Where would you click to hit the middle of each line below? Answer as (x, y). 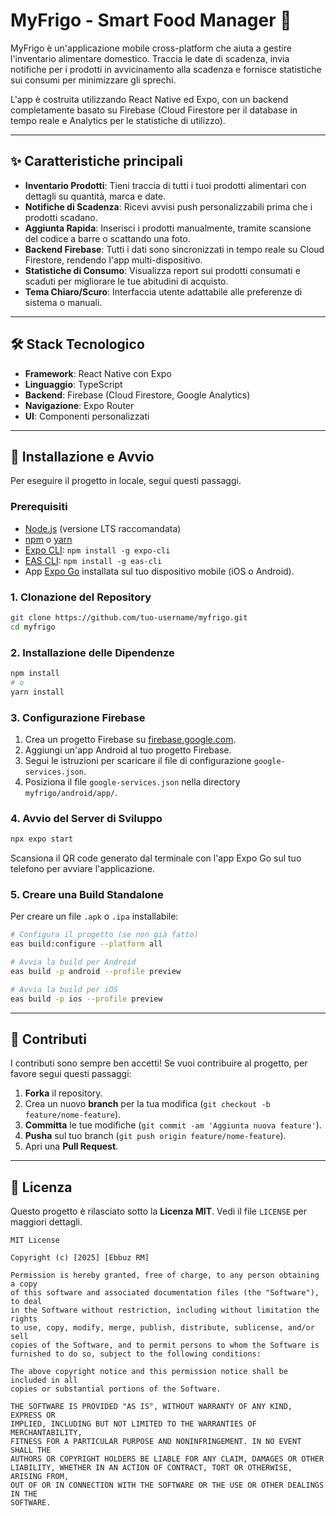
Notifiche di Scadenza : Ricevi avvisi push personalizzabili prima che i (168, 206)
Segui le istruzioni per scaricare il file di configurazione (138, 760)
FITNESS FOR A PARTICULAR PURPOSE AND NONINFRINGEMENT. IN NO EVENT (156, 1442)
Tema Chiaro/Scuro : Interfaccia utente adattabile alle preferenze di (163, 291)
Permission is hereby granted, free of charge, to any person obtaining (165, 1275)
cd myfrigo (33, 627)
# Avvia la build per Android (73, 962)
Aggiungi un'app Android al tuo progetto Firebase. (128, 750)
